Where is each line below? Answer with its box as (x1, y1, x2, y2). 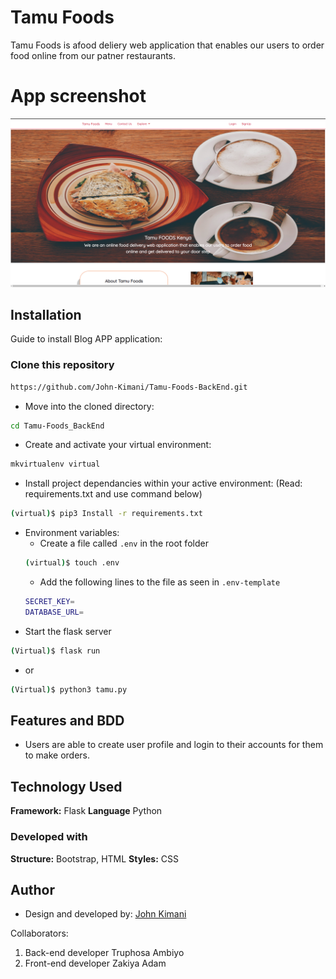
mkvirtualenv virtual (10, 459, 101, 470)
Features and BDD (10, 712, 125, 729)
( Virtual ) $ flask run (10, 646, 101, 656)
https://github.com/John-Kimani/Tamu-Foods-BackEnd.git (10, 382, 248, 392)
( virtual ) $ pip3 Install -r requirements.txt (10, 509, 203, 519)
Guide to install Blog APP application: (10, 333, 163, 345)
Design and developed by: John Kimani (24, 908, 187, 920)
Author (10, 881, 55, 898)
